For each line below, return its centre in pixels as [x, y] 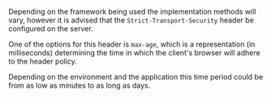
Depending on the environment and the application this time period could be [136, 77]
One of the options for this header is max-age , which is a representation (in [132, 44]
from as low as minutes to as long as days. [80, 85]
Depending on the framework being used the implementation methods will [132, 12]
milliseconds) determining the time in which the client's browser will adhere [135, 53]
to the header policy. [43, 61]
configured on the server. [51, 29]
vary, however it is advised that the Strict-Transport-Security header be [131, 20]
